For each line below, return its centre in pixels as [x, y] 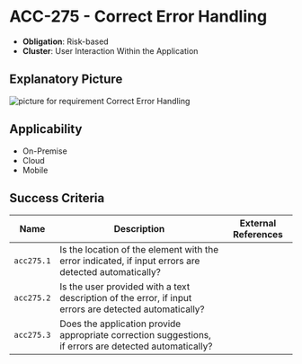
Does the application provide [120, 324]
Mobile [35, 170]
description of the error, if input [126, 298]
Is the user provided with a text [125, 287]
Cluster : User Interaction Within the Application [110, 50]
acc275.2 [32, 298]
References [258, 235]
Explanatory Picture [66, 80]
